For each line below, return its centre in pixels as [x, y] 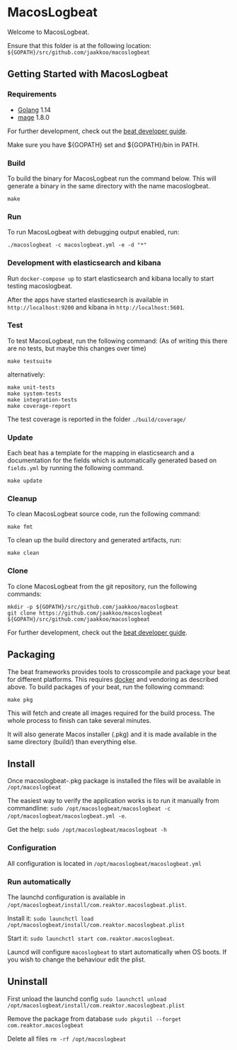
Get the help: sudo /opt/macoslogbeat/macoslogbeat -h [87, 830]
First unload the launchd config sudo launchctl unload [87, 998]
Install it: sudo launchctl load [51, 918]
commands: [25, 594]
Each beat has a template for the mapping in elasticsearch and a [101, 453]
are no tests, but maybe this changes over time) [77, 348]
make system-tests [34, 394]
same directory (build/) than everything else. [72, 741]
